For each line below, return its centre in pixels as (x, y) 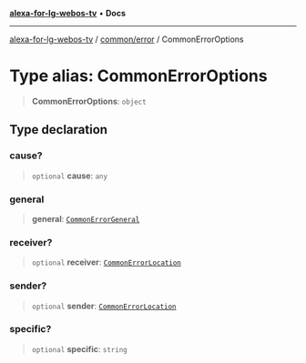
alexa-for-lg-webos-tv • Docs (67, 13)
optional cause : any (69, 176)
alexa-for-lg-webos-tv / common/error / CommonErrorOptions (127, 39)
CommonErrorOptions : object (89, 101)
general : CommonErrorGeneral (86, 218)
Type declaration (58, 130)
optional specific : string (79, 348)
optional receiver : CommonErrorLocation (107, 262)
